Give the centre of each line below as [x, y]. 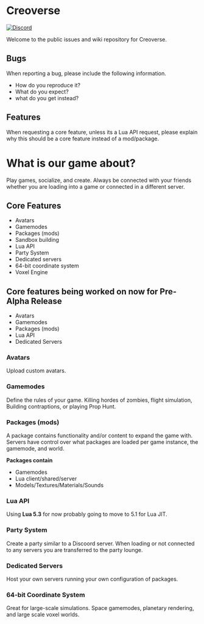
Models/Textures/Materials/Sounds [59, 485]
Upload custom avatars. [36, 371]
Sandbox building [37, 240]
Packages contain [30, 460]
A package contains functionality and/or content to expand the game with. [100, 436]
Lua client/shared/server [46, 479]
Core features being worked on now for [82, 292]
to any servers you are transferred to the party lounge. [75, 550]
